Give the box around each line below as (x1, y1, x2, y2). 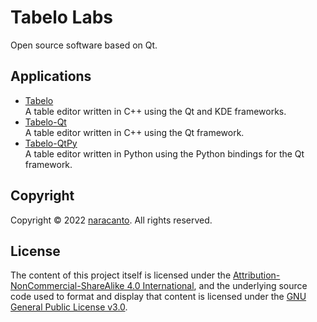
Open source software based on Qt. (10, 39, 158, 51)
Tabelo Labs (10, 6, 114, 29)
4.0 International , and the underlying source (126, 280, 308, 292)
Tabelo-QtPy (24, 137, 78, 149)
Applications (10, 68, 92, 85)
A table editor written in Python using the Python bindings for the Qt (24, 147, 305, 160)
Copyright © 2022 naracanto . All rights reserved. (10, 214, 213, 226)
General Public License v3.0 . (10, 301, 128, 313)
